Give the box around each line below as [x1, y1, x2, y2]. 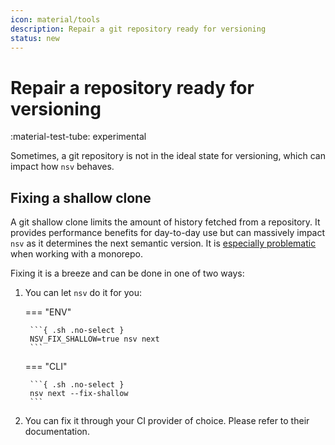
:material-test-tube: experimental [10, 131, 147, 143]
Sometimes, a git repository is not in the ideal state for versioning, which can [10, 150, 326, 162]
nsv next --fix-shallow [29, 389, 129, 399]
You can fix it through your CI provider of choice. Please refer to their [24, 415, 310, 427]
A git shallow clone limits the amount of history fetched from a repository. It [10, 216, 321, 228]
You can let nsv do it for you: [24, 287, 143, 299]
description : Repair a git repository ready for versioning [10, 24, 267, 34]
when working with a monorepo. [10, 248, 144, 260]
